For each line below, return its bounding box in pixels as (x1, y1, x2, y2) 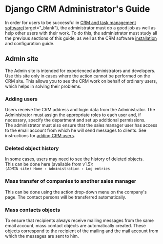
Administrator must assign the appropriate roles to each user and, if (5, 112, 141, 118)
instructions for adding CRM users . (5, 133, 76, 139)
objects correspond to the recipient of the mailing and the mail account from (5, 228, 159, 234)
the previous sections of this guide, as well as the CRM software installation (5, 35, 157, 41)
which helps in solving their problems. (5, 83, 81, 89)
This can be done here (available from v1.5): (5, 161, 94, 167)
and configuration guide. (5, 40, 55, 46)
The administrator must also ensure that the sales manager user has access (5, 122, 158, 128)
